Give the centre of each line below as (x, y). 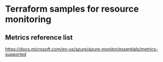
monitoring (28, 19)
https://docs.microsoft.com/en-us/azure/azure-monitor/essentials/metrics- (81, 49)
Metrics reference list (39, 37)
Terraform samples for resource (72, 9)
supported (16, 54)
